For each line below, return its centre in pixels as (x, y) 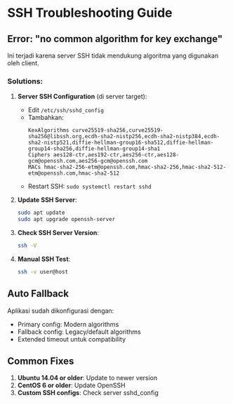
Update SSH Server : (47, 200)
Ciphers (39, 155)
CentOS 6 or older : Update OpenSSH (71, 385)
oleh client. (23, 63)
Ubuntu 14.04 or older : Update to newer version (87, 378)
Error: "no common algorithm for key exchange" (115, 39)
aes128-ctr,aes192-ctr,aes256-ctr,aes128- (116, 155)
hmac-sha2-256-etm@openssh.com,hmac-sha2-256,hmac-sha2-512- (135, 167)
